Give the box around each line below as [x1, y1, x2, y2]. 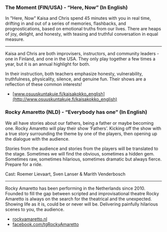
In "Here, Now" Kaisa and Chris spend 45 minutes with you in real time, [5, 15, 151, 21]
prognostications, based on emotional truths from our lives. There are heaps [5, 26, 162, 32]
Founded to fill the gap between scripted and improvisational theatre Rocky [5, 190, 159, 196]
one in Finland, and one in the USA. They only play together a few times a [5, 56, 156, 62]
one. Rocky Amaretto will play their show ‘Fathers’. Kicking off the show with [5, 125, 162, 131]
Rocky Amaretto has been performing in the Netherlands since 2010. [5, 185, 146, 191]
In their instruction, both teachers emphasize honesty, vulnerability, [5, 71, 143, 77]
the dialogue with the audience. [5, 136, 70, 142]
